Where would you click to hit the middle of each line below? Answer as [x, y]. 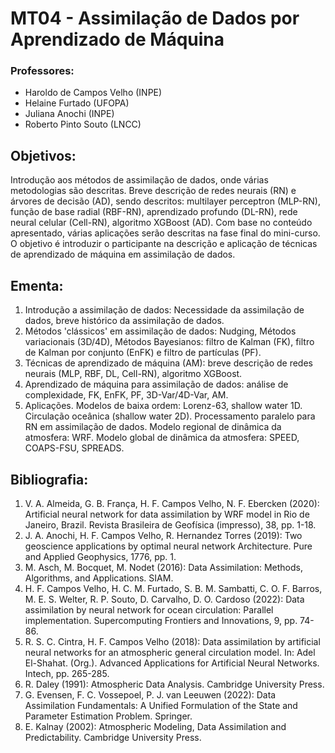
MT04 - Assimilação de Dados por [155, 18]
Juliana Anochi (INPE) [69, 114]
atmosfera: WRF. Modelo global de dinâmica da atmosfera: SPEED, [162, 438]
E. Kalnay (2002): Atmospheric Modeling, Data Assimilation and [155, 726]
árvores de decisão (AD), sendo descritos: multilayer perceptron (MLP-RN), [165, 201]
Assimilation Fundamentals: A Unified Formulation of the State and [161, 705]
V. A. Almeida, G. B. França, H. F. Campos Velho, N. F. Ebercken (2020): [172, 503]
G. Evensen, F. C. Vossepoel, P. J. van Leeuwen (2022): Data [150, 694]
